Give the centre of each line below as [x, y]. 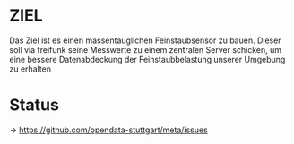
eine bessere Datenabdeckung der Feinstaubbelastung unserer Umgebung [147, 59]
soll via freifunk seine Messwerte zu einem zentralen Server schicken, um [146, 49]
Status [35, 105]
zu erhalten [30, 69]
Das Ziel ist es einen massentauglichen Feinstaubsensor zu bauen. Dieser [145, 40]
